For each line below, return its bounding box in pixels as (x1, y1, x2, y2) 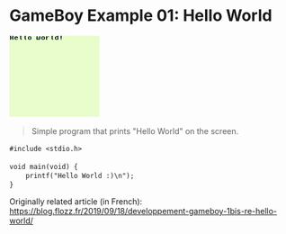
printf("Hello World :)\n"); (25, 171, 135, 180)
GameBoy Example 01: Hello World (9, 5, 273, 26)
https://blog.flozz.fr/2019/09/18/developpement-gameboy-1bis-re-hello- (9, 205, 277, 216)
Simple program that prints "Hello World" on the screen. (31, 125, 239, 136)
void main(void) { (9, 162, 78, 171)
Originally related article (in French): (9, 195, 143, 207)
